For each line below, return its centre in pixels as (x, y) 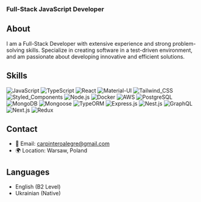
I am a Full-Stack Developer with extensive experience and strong (89, 43)
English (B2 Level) (38, 187)
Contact (22, 129)
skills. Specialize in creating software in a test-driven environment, (109, 50)
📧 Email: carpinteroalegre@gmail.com (62, 144)
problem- (184, 43)
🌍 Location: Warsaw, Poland (51, 151)
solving (16, 50)
